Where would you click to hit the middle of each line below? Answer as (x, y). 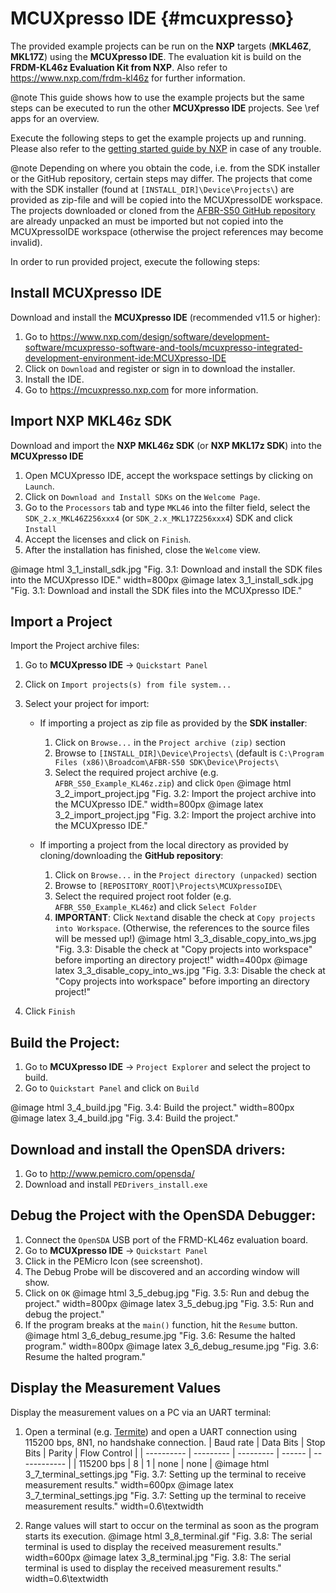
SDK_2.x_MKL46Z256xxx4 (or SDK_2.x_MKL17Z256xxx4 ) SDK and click (158, 518)
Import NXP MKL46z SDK (91, 421)
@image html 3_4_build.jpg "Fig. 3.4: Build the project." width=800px (152, 1108)
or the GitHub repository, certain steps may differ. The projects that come (161, 178)
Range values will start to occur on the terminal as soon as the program (171, 1525)
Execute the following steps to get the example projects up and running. (158, 138)
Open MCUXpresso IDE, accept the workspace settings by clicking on (169, 475)
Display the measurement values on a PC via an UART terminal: (141, 1412)
